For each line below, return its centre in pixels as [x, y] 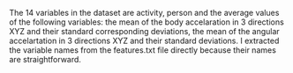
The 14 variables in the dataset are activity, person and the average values [144, 13]
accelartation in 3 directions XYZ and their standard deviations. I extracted [144, 40]
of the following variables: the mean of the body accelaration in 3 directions [146, 22]
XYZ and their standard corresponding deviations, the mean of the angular [144, 31]
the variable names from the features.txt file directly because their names [143, 50]
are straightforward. [45, 59]
